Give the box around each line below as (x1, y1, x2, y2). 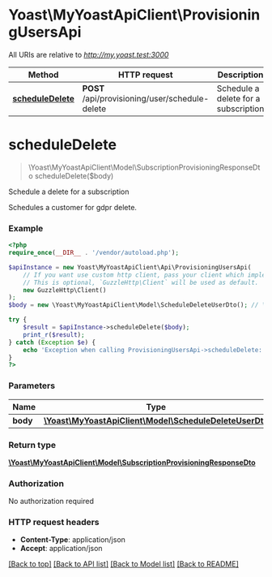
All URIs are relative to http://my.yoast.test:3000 (8, 50, 169, 59)
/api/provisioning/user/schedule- (82, 93, 209, 104)
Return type (8, 439, 57, 450)
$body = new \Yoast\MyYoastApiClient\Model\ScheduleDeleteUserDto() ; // (8, 301, 259, 309)
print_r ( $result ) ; (23, 330, 85, 338)
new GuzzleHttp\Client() (23, 286, 107, 294)
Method (28, 69, 59, 80)
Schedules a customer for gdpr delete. (8, 202, 138, 212)
